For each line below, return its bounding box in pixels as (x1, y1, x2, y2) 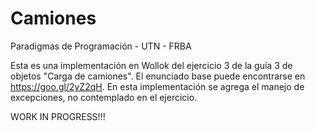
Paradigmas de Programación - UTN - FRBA (10, 40, 192, 52)
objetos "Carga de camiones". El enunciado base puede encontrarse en (10, 70, 306, 82)
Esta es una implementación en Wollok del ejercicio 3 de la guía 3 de (10, 59, 293, 71)
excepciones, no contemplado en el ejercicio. (10, 91, 198, 103)
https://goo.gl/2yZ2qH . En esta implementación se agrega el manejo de (10, 80, 305, 92)
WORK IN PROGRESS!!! (10, 110, 106, 122)
